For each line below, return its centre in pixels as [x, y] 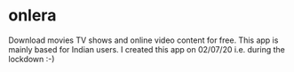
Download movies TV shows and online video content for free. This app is [143, 40]
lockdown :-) [32, 59]
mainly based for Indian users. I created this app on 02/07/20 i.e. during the [147, 49]
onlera [32, 16]
